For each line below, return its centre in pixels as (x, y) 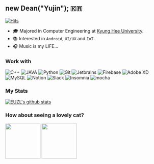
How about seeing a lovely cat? (45, 115)
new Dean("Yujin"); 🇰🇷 (44, 8)
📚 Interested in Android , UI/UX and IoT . (54, 38)
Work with (18, 61)
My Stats (17, 91)
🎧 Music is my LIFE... (35, 46)
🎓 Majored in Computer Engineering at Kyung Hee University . (78, 31)
